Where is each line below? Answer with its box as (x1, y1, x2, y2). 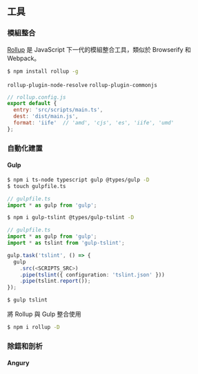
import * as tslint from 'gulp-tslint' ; (7, 240, 126, 247)
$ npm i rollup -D (7, 324, 60, 331)
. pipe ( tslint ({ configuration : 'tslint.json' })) (19, 271, 166, 278)
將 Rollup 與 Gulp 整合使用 (7, 310, 81, 319)
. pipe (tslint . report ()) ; (19, 278, 91, 285)
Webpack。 (7, 54, 41, 62)
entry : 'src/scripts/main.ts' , (13, 106, 103, 113)
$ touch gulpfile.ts (7, 183, 67, 189)
